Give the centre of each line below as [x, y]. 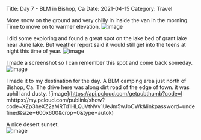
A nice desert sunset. [32, 124]
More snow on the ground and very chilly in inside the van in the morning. [97, 20]
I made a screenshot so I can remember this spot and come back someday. [100, 63]
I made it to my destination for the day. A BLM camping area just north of [96, 81]
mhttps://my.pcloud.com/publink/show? [56, 100]
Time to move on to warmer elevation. [53, 27]
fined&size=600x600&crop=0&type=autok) [60, 113]
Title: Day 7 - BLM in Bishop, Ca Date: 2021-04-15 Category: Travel [89, 9]
